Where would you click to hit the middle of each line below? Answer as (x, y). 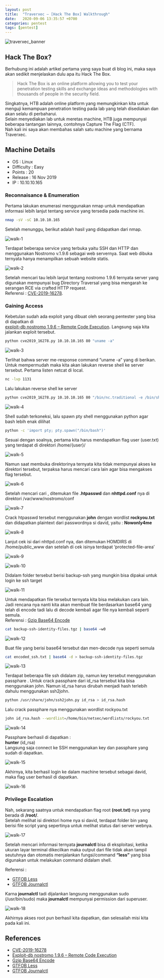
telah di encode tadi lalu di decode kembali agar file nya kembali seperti (77, 610)
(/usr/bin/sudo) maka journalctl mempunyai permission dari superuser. (76, 899)
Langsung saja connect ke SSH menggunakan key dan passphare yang (77, 748)
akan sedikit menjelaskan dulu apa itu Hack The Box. (58, 74)
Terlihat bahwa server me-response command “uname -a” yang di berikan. (81, 360)
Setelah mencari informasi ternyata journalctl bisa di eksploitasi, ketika (76, 845)
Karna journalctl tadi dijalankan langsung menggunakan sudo (67, 893)
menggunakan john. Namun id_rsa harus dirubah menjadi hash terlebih (76, 686)
